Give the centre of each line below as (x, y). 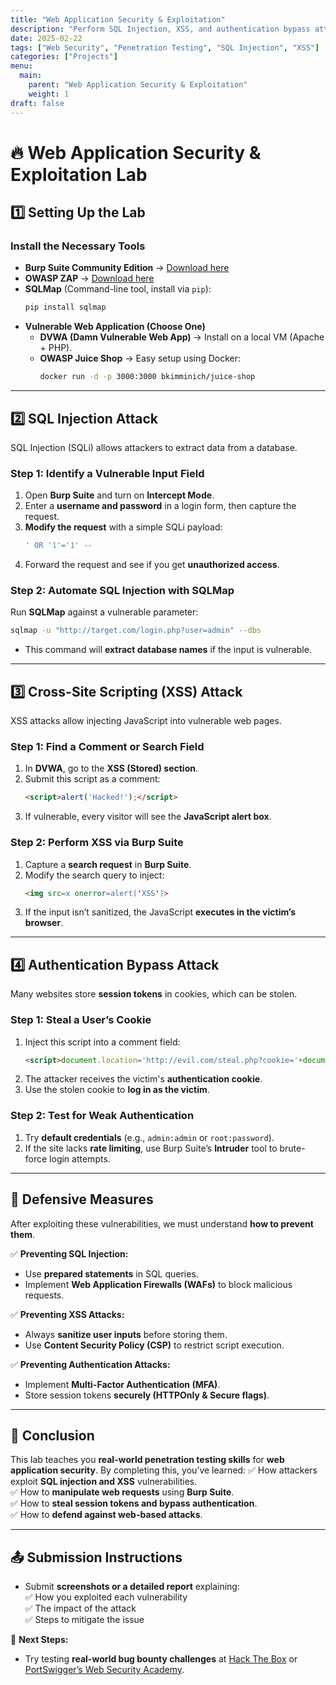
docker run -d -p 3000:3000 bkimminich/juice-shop (147, 377)
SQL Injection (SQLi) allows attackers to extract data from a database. (154, 447)
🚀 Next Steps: (39, 1640)
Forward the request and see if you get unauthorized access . (152, 565)
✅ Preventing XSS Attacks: (67, 1314)
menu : (21, 66)
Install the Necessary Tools (78, 246)
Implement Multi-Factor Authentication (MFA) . (122, 1384)
